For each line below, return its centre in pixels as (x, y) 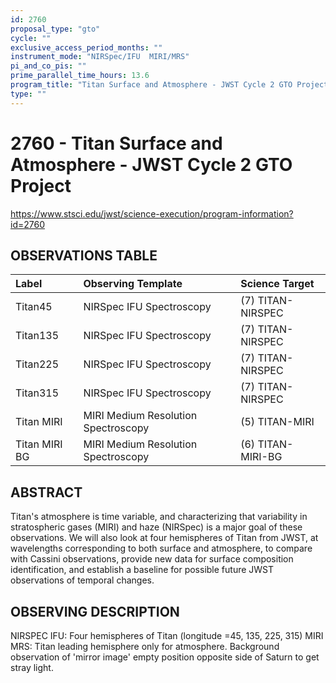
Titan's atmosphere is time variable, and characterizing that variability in (159, 517)
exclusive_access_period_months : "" (86, 47)
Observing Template (133, 284)
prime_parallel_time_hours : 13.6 (80, 76)
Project (41, 185)
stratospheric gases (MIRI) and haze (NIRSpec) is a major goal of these (156, 527)
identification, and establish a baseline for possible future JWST (142, 570)
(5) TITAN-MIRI (277, 422)
